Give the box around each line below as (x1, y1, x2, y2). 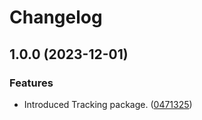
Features (9, 76, 54, 90)
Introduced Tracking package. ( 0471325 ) (23, 98, 193, 110)
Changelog (9, 6, 103, 29)
